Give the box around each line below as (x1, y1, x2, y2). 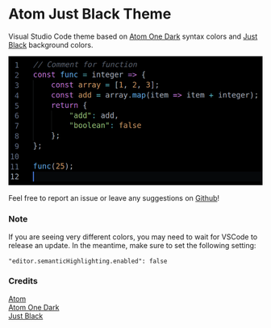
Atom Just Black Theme (8, 5, 172, 23)
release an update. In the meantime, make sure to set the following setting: (8, 240, 256, 250)
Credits (8, 276, 38, 287)
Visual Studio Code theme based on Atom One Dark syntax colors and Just (8, 31, 258, 41)
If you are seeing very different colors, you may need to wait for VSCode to (8, 231, 258, 242)
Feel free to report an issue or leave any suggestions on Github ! (8, 193, 220, 203)
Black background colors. (8, 39, 94, 49)
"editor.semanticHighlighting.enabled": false (8, 257, 168, 265)
